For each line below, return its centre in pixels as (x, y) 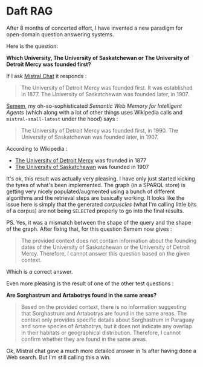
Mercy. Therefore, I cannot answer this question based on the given (105, 253)
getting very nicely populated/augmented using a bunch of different (91, 191)
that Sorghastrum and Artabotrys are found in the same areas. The (104, 313)
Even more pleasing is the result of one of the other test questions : (90, 283)
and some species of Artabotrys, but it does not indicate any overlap (106, 326)
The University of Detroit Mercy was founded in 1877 (81, 160)
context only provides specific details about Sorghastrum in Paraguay (108, 320)
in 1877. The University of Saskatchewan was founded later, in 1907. (105, 94)
